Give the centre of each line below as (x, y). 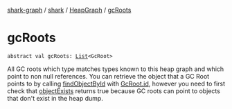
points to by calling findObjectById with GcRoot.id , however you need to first (116, 83)
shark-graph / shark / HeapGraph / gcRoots (69, 10)
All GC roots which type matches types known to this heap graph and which (116, 69)
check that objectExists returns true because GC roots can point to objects (114, 91)
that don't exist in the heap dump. (55, 98)
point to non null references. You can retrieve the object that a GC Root (108, 76)
